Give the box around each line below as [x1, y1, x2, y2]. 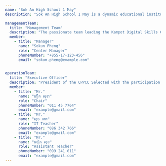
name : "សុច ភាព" [18, 117, 50, 122]
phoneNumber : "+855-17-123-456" [18, 53, 85, 58]
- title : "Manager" [14, 39, 54, 44]
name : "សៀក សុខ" [18, 139, 52, 144]
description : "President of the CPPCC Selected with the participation [9, 80, 161, 85]
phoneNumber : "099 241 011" [18, 149, 77, 154]
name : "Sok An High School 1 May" [5, 7, 77, 12]
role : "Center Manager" [18, 48, 68, 53]
